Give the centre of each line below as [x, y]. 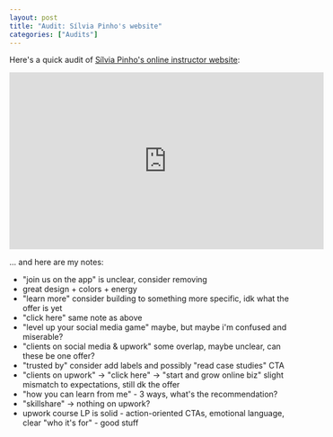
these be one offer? [59, 356]
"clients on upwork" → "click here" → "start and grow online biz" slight [153, 375]
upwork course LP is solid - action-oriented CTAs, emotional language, [153, 414]
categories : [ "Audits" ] [54, 34]
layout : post [34, 18]
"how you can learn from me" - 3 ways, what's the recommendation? [150, 394]
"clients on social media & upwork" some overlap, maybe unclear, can [151, 346]
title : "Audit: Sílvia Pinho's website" [86, 26]
